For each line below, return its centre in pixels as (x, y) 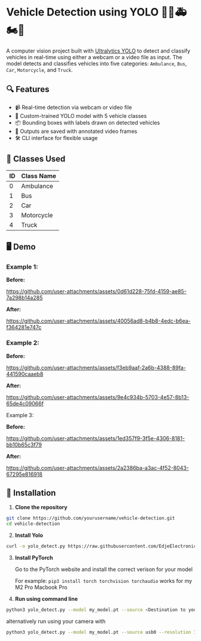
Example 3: (20, 415)
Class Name (39, 176)
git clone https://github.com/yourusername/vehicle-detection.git (91, 518)
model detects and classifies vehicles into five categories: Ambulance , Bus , (97, 63)
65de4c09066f (25, 403)
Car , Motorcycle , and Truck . (39, 69)
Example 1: (22, 266)
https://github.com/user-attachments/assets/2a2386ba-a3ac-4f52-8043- (98, 467)
